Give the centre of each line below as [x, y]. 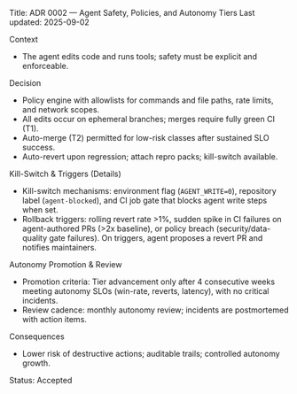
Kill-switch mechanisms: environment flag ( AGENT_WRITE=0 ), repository [149, 191]
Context [23, 39]
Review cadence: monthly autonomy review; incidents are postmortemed [155, 310]
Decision [25, 83]
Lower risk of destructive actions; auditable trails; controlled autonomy [151, 354]
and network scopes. [61, 109]
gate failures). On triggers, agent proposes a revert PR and [156, 238]
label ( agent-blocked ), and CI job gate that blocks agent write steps [145, 200]
